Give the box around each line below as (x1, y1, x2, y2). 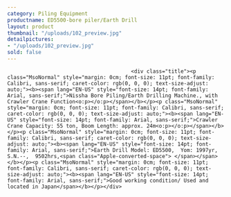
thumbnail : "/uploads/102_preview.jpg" (7, 29, 122, 37)
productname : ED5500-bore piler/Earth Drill (7, 17, 138, 24)
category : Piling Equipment (7, 10, 89, 17)
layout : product (7, 23, 54, 30)
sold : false (7, 49, 41, 56)
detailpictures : (7, 36, 54, 43)
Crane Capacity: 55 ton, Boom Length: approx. (7, 122, 144, 129)
